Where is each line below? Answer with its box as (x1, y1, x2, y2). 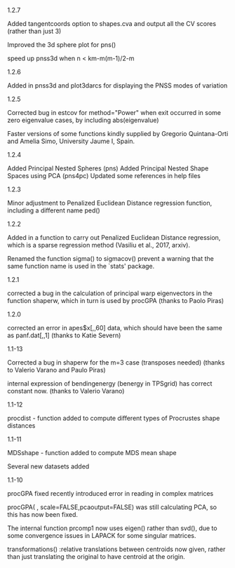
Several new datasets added (7, 462, 90, 471)
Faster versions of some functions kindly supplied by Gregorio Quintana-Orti (7, 130, 229, 137)
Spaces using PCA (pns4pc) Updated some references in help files (7, 172, 201, 180)
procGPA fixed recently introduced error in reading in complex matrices (7, 489, 214, 497)
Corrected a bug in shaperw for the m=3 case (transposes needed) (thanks (7, 358, 225, 367)
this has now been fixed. (7, 510, 79, 518)
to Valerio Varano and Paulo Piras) (7, 366, 107, 374)
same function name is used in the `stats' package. (7, 262, 155, 270)
